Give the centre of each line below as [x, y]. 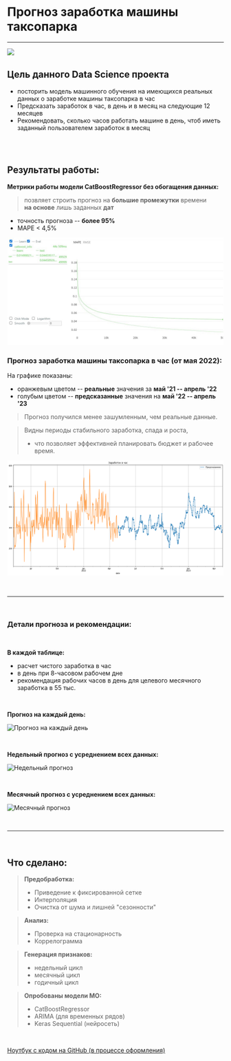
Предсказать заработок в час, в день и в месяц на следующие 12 [114, 106]
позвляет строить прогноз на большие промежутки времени [115, 200]
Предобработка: [49, 879]
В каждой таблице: [36, 653]
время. [44, 451]
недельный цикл [58, 968]
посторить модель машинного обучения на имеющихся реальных [115, 91]
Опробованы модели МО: [63, 996]
